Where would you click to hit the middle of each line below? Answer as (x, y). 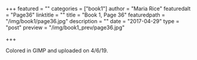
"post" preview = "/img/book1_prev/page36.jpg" (65, 27)
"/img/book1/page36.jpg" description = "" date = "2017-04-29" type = (92, 21)
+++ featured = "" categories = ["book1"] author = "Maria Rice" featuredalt (98, 9)
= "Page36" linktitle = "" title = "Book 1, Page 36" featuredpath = (86, 15)
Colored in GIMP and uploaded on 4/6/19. (57, 50)
